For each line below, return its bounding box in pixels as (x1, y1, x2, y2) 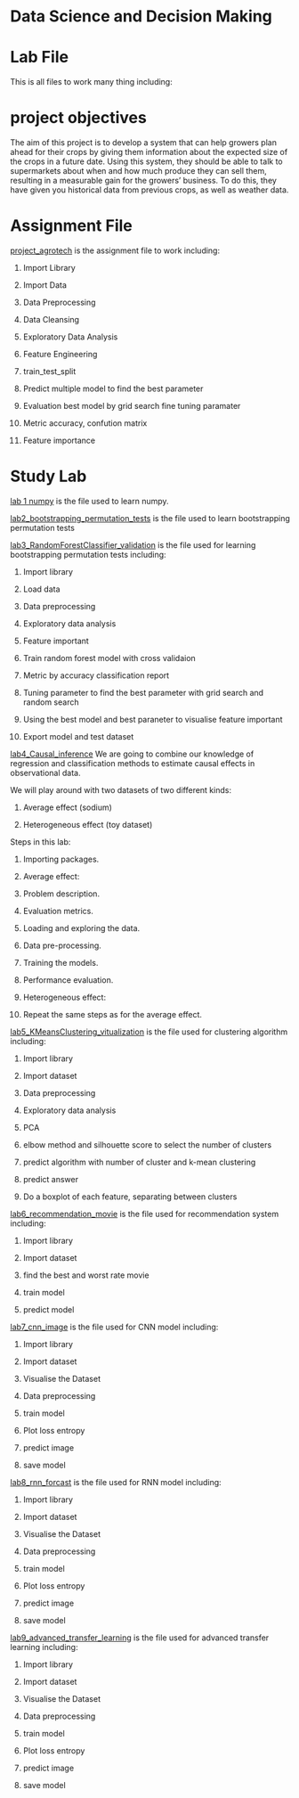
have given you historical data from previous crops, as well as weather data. (10, 184, 289, 195)
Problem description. (22, 888, 101, 899)
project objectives (10, 108, 148, 128)
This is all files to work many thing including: (10, 77, 173, 87)
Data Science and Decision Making (10, 6, 272, 27)
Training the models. (22, 957, 99, 968)
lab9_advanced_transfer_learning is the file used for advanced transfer (10, 1632, 270, 1643)
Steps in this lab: (10, 836, 71, 847)
